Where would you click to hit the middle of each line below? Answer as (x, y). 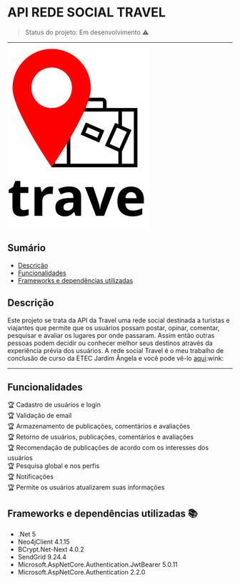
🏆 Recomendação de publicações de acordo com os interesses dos (108, 448)
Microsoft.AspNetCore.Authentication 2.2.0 (81, 572)
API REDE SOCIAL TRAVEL (87, 13)
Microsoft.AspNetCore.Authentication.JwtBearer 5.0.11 (98, 564)
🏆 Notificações (30, 477)
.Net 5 (27, 534)
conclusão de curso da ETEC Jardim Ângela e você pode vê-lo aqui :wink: (115, 358)
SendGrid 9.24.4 (42, 557)
